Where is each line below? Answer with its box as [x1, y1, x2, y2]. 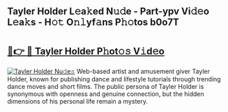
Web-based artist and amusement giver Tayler [76, 67, 211, 75]
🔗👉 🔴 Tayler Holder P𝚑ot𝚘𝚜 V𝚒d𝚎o [7, 45, 165, 57]
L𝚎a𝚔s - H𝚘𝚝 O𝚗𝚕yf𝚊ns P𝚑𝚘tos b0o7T [7, 17, 180, 29]
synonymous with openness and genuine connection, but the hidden [7, 90, 204, 98]
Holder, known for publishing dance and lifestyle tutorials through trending [7, 75, 221, 83]
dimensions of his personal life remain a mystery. [7, 97, 149, 105]
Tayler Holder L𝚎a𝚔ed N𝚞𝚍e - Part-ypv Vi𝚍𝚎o [7, 6, 210, 17]
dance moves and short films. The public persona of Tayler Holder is [7, 83, 204, 90]
